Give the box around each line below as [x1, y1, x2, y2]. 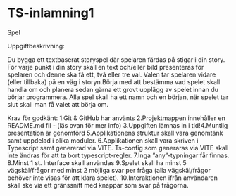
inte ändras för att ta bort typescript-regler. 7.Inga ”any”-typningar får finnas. [7, 151, 230, 159]
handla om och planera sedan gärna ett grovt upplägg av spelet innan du [7, 85, 218, 93]
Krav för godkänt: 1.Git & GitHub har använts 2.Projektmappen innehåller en [7, 114, 225, 122]
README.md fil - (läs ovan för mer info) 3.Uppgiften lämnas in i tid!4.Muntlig [7, 121, 228, 129]
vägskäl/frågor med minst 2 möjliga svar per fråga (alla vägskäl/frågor [7, 166, 211, 174]
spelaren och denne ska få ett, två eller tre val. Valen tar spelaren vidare [7, 70, 216, 79]
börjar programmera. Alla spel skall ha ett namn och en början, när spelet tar [7, 93, 229, 101]
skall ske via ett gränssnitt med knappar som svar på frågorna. [7, 181, 189, 189]
